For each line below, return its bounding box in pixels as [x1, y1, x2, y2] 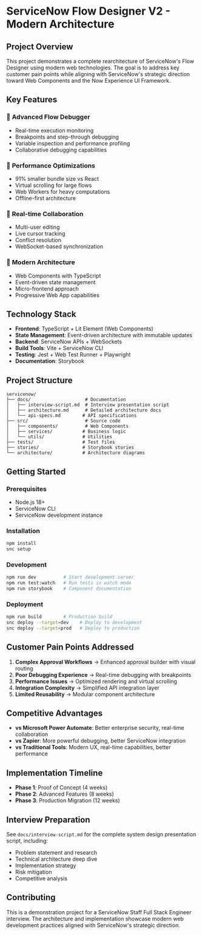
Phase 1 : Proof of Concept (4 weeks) [15, 784, 108, 791]
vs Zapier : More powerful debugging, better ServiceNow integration [15, 737, 186, 744]
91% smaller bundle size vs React [15, 175, 99, 182]
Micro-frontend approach [15, 285, 79, 292]
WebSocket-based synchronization [15, 243, 104, 250]
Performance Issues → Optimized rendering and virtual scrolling [15, 678, 178, 685]
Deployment [6, 600, 44, 608]
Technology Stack [6, 309, 76, 319]
